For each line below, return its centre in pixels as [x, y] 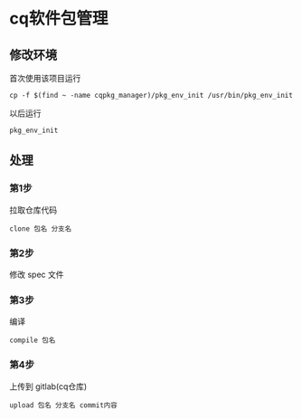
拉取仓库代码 [33, 210]
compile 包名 [33, 340]
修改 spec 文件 [37, 274]
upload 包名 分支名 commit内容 [63, 405]
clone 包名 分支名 [41, 229]
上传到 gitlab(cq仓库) [48, 386]
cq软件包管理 [59, 19]
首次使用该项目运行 [45, 78]
